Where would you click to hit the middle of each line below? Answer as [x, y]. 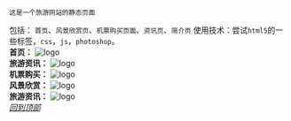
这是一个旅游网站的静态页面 [52, 12]
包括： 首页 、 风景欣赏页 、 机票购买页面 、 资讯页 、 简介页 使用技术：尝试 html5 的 [142, 30]
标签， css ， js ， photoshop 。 [68, 41]
